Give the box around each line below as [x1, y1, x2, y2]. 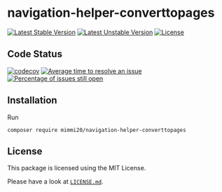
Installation [7, 94, 57, 106]
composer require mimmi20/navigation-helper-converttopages [7, 126, 187, 133]
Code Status [7, 48, 63, 60]
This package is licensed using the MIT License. [7, 164, 146, 172]
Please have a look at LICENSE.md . [7, 177, 104, 186]
